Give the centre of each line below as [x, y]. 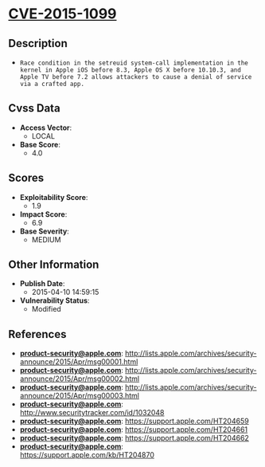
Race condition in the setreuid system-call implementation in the [134, 63]
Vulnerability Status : [55, 300]
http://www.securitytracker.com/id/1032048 [92, 413]
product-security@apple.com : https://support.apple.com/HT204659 [134, 421]
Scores [26, 178]
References [37, 334]
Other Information [54, 265]
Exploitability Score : [54, 197]
